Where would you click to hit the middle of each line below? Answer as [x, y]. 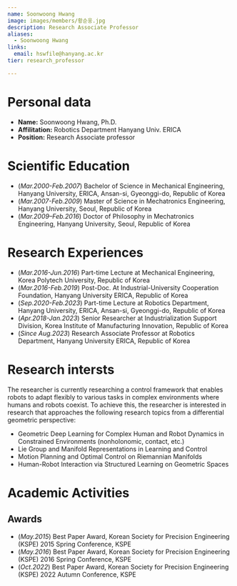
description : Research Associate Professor [73, 27]
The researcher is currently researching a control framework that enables [115, 389]
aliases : [20, 34]
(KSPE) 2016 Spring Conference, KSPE [75, 559]
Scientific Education [69, 166]
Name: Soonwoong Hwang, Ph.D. [67, 121]
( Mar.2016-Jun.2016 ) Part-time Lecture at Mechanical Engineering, [116, 272]
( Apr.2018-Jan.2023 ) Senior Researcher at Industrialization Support [117, 318]
